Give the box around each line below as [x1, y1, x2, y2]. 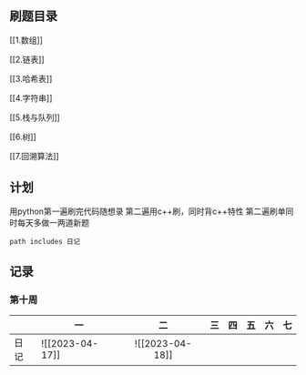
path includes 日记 [9, 237, 81, 246]
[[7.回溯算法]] [9, 150, 59, 161]
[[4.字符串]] [9, 92, 53, 103]
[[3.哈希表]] [9, 73, 53, 84]
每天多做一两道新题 [16, 217, 89, 228]
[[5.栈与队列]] [9, 112, 61, 123]
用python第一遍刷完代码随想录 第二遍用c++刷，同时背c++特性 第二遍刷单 [9, 206, 286, 217]
